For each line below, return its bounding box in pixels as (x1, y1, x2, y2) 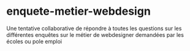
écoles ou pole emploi (6, 37, 63, 45)
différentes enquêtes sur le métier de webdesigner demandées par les (6, 31, 184, 38)
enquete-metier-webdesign (6, 4, 151, 18)
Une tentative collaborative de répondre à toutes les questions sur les (6, 25, 182, 32)
